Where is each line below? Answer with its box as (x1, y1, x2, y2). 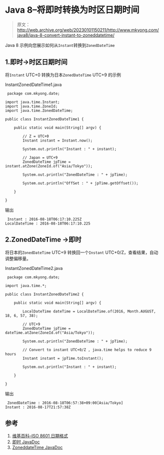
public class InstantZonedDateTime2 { (5, 291, 84, 297)
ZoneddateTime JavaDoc (12, 445, 63, 451)
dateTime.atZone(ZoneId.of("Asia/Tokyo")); (5, 330, 95, 335)
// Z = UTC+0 (22, 134, 49, 139)
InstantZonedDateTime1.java (5, 82, 62, 87)
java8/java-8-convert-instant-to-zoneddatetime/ (17, 32, 115, 38)
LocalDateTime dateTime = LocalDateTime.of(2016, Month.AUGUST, (22, 309, 156, 314)
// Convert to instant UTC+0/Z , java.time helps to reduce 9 (22, 347, 152, 352)
